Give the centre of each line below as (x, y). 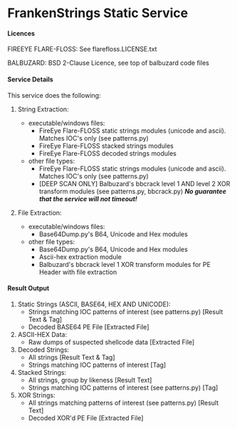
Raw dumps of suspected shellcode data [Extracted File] (111, 342)
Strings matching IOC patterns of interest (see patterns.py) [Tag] (123, 388)
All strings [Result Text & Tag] (72, 357)
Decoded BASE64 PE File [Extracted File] (89, 327)
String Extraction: (43, 109)
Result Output (28, 288)
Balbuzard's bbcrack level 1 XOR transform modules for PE (125, 264)
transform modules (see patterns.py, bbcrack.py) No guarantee (132, 191)
